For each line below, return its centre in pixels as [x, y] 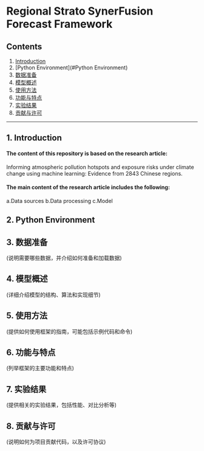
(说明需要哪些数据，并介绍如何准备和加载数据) [64, 258]
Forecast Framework [59, 24]
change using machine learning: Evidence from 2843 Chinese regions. [95, 173]
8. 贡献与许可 [31, 426]
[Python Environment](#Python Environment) [71, 67]
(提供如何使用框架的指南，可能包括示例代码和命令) [70, 331]
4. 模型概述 [27, 279]
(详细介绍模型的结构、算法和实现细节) [54, 294]
